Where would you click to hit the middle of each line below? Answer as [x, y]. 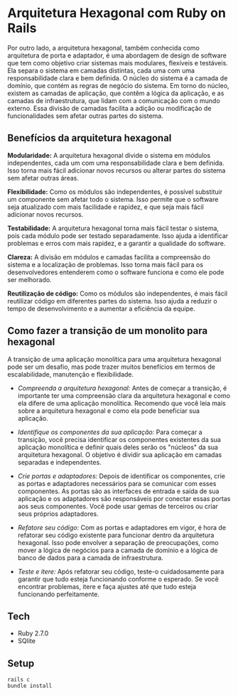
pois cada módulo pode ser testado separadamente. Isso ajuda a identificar [118, 235]
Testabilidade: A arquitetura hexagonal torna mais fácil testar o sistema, [113, 228]
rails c [19, 680]
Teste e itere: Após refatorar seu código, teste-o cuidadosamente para [121, 571]
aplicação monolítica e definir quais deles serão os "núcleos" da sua [118, 447]
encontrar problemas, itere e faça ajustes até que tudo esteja [107, 586]
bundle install [30, 686]
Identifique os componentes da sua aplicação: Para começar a [110, 432]
